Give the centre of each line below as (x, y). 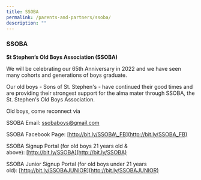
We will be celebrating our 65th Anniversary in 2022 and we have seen (94, 68)
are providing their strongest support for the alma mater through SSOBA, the (100, 93)
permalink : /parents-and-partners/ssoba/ (59, 17)
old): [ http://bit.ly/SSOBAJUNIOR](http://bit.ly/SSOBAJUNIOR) (82, 170)
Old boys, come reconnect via (43, 111)
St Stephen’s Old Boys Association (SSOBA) (62, 57)
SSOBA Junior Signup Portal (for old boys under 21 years (76, 164)
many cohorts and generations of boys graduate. (67, 75)
